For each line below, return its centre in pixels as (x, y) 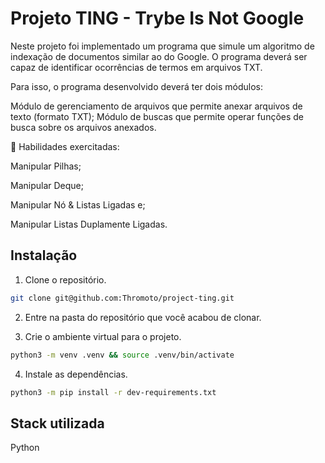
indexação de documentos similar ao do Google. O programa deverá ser (159, 56)
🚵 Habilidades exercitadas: (65, 146)
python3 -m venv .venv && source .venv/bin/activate (122, 355)
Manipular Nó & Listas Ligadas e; (78, 204)
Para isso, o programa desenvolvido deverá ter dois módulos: (136, 86)
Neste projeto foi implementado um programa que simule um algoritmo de (162, 46)
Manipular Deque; (47, 185)
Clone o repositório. (65, 279)
